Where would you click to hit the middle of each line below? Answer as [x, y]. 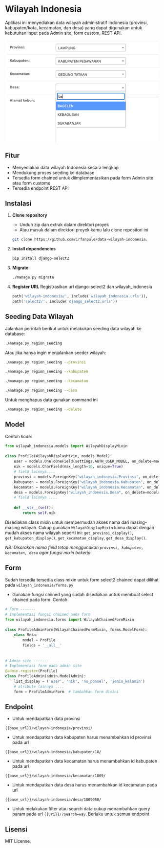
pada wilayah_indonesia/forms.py [39, 585]
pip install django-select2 [41, 258]
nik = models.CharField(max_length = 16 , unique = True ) [69, 467]
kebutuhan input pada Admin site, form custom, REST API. [63, 33]
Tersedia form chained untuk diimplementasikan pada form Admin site [83, 178]
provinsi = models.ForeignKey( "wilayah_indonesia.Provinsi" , [77, 477]
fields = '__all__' [42, 645]
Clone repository [30, 215]
